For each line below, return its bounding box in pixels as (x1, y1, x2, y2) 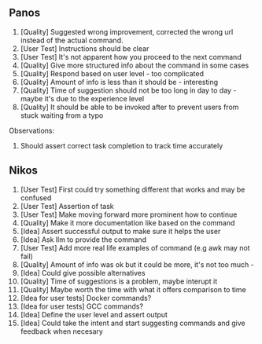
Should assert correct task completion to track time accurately (20, 141, 223, 150)
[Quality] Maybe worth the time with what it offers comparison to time (20, 284, 246, 294)
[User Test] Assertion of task (20, 201, 114, 210)
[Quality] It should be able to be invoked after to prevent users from (20, 102, 239, 112)
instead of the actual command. (20, 35, 124, 45)
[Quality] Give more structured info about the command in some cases (20, 60, 249, 70)
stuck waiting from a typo (20, 110, 104, 120)
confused (20, 192, 52, 203)
